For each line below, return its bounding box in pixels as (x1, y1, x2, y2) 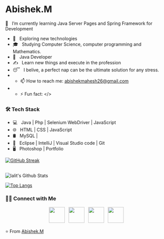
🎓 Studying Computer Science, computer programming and (12, 41, 142, 47)
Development (5, 25, 33, 31)
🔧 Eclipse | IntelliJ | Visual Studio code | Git (12, 140, 105, 146)
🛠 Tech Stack (5, 105, 40, 112)
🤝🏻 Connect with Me (5, 195, 57, 202)
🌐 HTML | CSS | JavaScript (12, 127, 72, 133)
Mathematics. (12, 48, 42, 54)
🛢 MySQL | (12, 133, 38, 139)
